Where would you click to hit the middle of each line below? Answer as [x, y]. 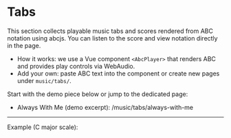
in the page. [24, 45]
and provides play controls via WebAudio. [76, 66]
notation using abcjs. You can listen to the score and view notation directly [112, 38]
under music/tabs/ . [44, 80]
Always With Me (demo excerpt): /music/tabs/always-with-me [105, 107]
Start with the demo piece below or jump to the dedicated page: [98, 94]
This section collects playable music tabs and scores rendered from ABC [110, 31]
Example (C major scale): [43, 127]
